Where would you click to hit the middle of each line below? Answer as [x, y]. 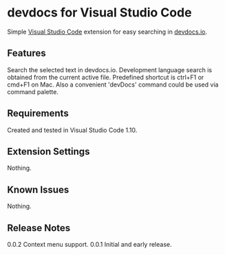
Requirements [38, 114]
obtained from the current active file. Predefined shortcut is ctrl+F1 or [106, 77]
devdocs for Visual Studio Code [99, 13]
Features [26, 53]
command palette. [33, 91]
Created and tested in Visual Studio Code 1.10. [72, 130]
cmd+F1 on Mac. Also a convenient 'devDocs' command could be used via [113, 85]
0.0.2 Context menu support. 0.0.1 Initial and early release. [89, 244]
